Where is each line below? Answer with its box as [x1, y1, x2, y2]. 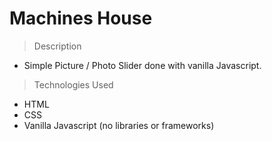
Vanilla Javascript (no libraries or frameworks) [23, 119, 215, 131]
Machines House [9, 7, 153, 30]
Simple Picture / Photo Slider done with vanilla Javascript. [23, 59, 262, 71]
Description [33, 40, 82, 52]
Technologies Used [33, 78, 114, 91]
